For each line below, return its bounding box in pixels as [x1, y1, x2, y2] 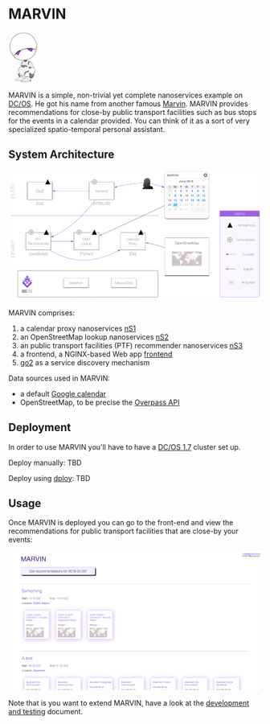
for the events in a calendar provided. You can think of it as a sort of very [8, 116, 251, 125]
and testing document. [8, 706, 83, 716]
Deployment [8, 421, 72, 434]
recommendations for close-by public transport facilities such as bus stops [8, 107, 257, 117]
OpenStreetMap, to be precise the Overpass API [19, 397, 180, 407]
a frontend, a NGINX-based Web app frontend [19, 349, 173, 359]
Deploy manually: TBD [8, 458, 82, 467]
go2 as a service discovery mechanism [19, 357, 150, 367]
